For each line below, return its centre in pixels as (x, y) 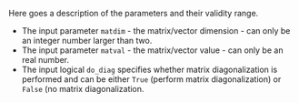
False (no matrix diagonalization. (83, 89)
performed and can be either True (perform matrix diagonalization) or (151, 79)
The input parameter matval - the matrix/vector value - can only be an (152, 50)
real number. (45, 60)
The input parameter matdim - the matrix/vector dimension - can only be (156, 31)
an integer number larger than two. (87, 41)
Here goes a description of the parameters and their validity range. (134, 13)
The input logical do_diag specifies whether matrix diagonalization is (149, 69)
